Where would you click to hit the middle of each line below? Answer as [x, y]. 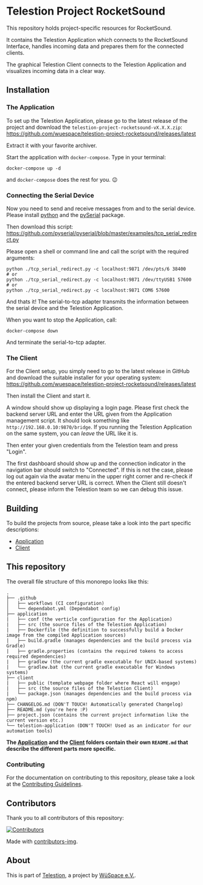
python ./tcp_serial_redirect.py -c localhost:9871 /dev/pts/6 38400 [96, 269]
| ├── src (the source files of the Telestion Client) [80, 688]
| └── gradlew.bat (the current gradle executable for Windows [91, 667]
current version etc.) [35, 720]
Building [22, 508]
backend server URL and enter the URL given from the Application [89, 414]
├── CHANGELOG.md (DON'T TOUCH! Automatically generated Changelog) [95, 704]
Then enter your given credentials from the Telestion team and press [92, 446]
